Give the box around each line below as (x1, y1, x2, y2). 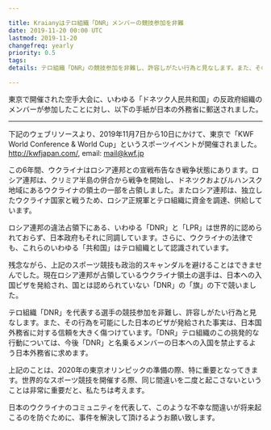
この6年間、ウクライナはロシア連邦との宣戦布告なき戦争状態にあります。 (8, 165, 252, 175)
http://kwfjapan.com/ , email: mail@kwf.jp (8, 148, 144, 158)
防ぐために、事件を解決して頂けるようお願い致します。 (35, 412, 219, 422)
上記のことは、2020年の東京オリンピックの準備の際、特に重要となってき (8, 365, 252, 374)
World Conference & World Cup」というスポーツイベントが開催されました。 (8, 139, 261, 149)
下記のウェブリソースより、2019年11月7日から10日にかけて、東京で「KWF (8, 129, 254, 138)
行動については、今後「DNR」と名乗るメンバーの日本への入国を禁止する (8, 337, 249, 348)
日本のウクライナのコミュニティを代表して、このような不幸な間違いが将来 (8, 402, 255, 412)
